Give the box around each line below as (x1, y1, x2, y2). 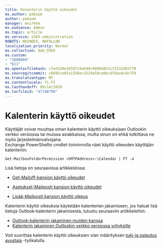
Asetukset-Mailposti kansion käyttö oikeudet (12, 184, 102, 190)
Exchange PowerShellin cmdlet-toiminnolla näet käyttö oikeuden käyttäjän (5, 142, 154, 148)
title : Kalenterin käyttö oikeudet (5, 7, 78, 12)
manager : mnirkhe (5, 21, 40, 26)
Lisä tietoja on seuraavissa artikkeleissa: (5, 165, 86, 171)
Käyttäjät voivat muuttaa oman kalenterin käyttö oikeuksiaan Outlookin (5, 126, 146, 132)
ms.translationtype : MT (5, 75, 54, 80)
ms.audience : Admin (5, 25, 45, 30)
